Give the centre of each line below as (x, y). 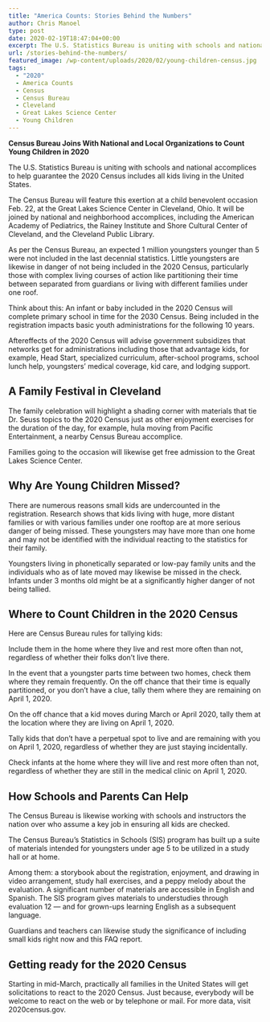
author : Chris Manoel (45, 23)
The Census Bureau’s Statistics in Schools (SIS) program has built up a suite (134, 840)
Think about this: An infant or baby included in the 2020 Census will (121, 308)
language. (25, 915)
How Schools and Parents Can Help (98, 796)
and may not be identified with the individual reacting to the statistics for (128, 539)
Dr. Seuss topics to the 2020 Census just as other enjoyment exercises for (131, 419)
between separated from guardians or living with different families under (128, 284)
